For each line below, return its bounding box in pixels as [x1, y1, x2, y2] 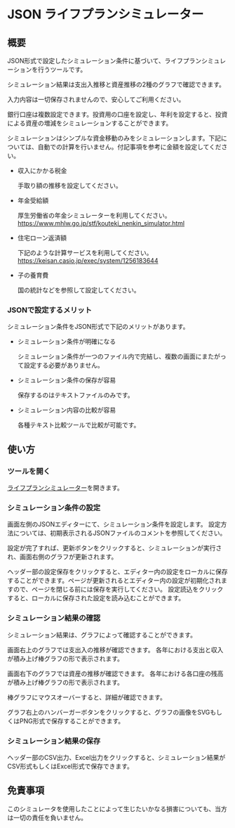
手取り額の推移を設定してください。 [17, 181, 122, 190]
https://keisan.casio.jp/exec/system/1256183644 [17, 257, 159, 264]
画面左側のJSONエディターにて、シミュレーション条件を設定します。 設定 [7, 520, 221, 529]
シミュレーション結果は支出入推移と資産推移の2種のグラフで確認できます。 [7, 80, 226, 89]
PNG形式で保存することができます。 [19, 716, 125, 725]
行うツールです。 [37, 65, 87, 74]
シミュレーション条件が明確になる [17, 337, 116, 346]
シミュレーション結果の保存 [7, 736, 101, 746]
